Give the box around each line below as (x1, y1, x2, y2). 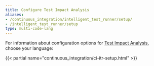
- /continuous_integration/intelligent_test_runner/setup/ (5, 17, 133, 22)
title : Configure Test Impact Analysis (5, 7, 90, 13)
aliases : (5, 12, 24, 17)
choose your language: (5, 45, 54, 51)
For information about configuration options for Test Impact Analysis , (5, 40, 149, 46)
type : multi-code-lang (5, 26, 53, 31)
